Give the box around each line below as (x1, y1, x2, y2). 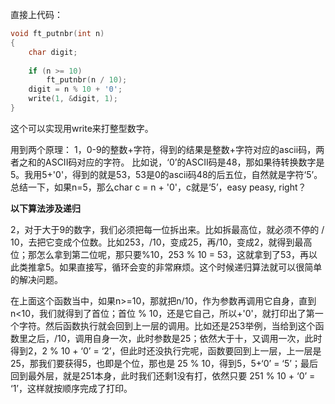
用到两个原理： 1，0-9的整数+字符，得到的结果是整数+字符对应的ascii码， (10, 143, 317, 155)
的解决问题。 (10, 273, 63, 285)
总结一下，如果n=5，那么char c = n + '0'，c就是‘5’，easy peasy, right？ (10, 181, 307, 193)
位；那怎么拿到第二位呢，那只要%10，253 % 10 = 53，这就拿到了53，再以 (10, 248, 318, 260)
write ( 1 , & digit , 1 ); (28, 94, 118, 104)
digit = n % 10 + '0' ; (28, 84, 123, 95)
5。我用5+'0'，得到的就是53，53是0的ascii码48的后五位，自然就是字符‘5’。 (10, 168, 323, 180)
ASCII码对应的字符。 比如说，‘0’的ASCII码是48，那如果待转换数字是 (44, 156, 325, 168)
